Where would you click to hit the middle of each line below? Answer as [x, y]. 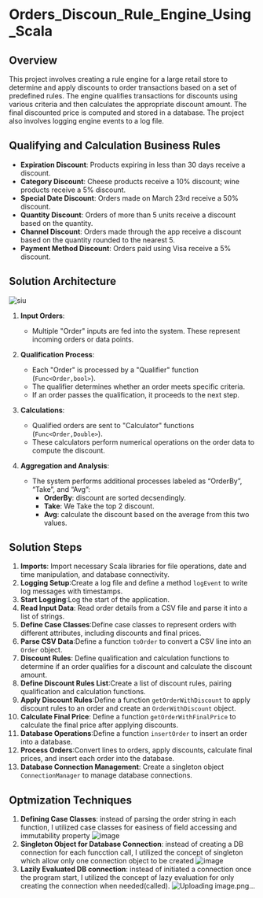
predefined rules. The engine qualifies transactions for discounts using [123, 96]
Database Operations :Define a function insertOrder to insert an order [134, 734]
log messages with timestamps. [71, 591]
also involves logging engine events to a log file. [86, 121]
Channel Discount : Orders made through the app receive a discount [131, 231]
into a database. [46, 742]
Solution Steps [46, 547]
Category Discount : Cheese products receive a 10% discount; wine [130, 181]
